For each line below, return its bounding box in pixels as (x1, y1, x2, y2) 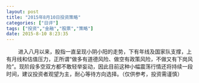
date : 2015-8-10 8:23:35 (6, 31, 69, 37)
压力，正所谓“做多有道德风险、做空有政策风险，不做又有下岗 (37, 56, 188, 63)
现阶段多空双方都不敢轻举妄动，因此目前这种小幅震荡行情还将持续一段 (19, 63, 194, 70)
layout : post (6, 8, 39, 15)
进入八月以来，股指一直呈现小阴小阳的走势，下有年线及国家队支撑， (17, 48, 187, 56)
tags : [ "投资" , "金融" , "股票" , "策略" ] (6, 25, 94, 32)
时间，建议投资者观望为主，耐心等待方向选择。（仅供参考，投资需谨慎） (6, 70, 183, 78)
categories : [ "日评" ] (6, 20, 59, 26)
